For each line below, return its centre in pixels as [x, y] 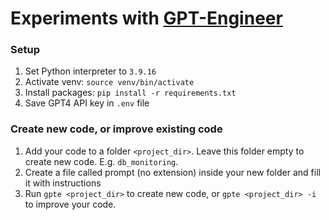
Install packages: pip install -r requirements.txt [130, 93]
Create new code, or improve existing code [116, 129]
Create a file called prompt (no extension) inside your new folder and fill [172, 172]
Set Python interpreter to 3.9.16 [90, 71]
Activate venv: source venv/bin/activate [109, 82]
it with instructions [63, 183]
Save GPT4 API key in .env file [87, 103]
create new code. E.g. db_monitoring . [101, 161]
